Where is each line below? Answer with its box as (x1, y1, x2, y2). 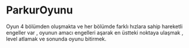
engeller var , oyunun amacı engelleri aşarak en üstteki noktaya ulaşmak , (6, 29, 184, 36)
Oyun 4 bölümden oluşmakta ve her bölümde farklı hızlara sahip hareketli (6, 23, 183, 30)
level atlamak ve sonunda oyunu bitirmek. (6, 35, 107, 42)
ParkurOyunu (6, 4, 73, 17)
